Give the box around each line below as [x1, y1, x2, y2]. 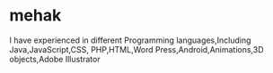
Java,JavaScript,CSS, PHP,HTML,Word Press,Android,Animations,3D [9, 44, 264, 54]
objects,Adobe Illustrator [9, 53, 101, 64]
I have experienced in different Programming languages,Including [9, 35, 251, 45]
